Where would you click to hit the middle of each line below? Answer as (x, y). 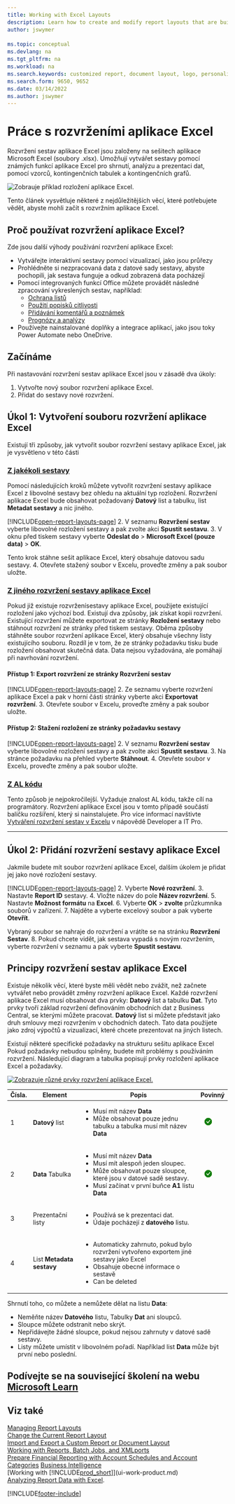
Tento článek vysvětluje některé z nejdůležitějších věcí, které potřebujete (112, 200)
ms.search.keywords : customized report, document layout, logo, (103, 74)
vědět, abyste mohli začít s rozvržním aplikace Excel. (83, 208)
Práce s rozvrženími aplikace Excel (110, 131)
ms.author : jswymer (36, 96)
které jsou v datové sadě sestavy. (141, 1178)
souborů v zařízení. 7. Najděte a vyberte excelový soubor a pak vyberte (110, 910)
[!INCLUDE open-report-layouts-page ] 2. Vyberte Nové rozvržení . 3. (106, 888)
